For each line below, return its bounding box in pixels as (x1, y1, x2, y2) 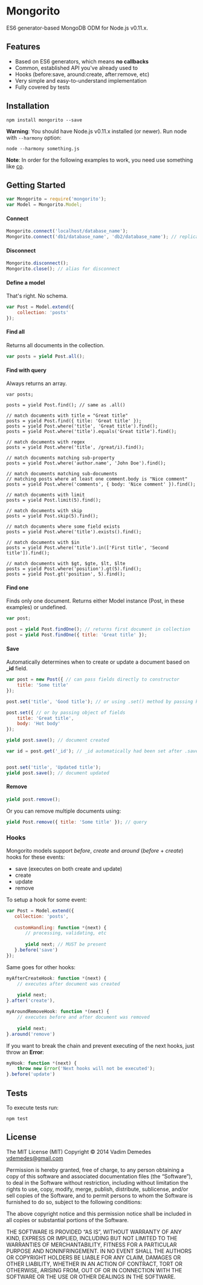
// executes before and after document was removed (17, 1014, 150, 1021)
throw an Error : (6, 1048, 44, 1056)
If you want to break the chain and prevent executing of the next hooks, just (6, 1042, 195, 1049)
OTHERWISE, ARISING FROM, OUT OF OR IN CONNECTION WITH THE (6, 1266, 182, 1274)
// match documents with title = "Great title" (6, 412, 129, 419)
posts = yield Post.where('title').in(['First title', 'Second (6, 545, 169, 551)
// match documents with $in (6, 539, 80, 546)
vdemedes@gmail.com (6, 1155, 63, 1162)
